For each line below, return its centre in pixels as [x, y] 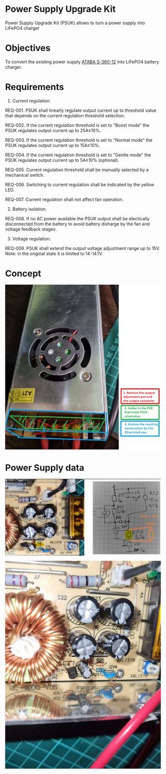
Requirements [35, 87]
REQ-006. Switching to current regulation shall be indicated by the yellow [80, 185]
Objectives [28, 48]
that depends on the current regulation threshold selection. [65, 115]
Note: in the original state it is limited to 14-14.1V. [54, 253]
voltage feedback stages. [31, 229]
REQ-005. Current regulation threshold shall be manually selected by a [77, 170]
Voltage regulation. [31, 239]
